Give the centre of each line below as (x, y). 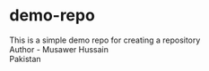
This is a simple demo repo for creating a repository (105, 40)
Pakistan (26, 59)
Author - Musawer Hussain (59, 49)
